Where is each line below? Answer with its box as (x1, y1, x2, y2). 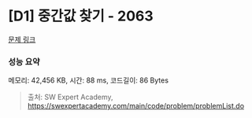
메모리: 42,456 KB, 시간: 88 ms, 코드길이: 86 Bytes (8, 76, 169, 85)
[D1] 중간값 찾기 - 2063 (8, 7, 154, 25)
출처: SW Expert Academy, (27, 92, 113, 102)
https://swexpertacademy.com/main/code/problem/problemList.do (27, 101, 245, 111)
